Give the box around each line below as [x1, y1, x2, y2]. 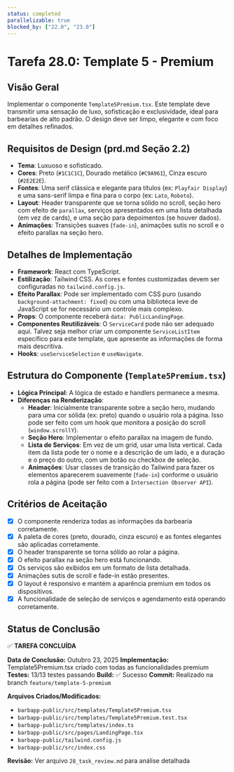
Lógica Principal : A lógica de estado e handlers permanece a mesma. [17, 388, 219, 397]
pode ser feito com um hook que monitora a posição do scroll [27, 418, 206, 427]
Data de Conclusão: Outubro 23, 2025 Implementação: [7, 655, 170, 664]
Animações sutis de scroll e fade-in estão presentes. [17, 571, 170, 580]
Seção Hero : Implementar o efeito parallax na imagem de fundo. [27, 433, 214, 441]
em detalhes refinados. [7, 122, 74, 131]
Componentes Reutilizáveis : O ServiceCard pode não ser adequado [17, 320, 215, 328]
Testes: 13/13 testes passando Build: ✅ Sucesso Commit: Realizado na [7, 670, 214, 679]
